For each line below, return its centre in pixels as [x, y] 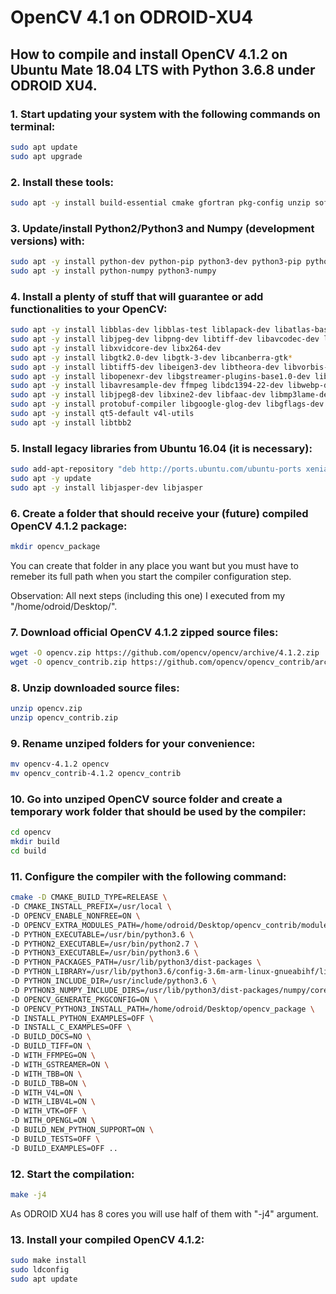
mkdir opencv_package [55, 546]
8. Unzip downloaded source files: [95, 688]
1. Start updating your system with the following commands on [165, 114]
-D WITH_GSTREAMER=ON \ [60, 1064]
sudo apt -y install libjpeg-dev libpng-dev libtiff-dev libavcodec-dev [165, 339]
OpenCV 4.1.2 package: [69, 526]
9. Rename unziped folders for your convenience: [133, 743]
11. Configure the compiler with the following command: [148, 876]
